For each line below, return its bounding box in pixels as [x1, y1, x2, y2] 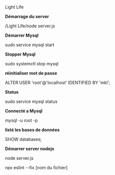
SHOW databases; [5, 136, 42, 142]
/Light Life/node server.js [5, 23, 55, 29]
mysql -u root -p [5, 117, 38, 123]
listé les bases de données [5, 127, 60, 133]
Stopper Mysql [5, 51, 35, 57]
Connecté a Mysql [5, 108, 43, 114]
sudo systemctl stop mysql [5, 61, 59, 66]
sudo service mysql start [5, 42, 55, 48]
